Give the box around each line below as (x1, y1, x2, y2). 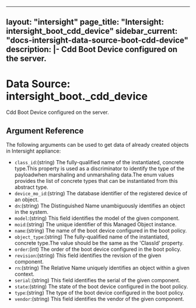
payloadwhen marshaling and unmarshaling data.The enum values (14, 171, 174, 178)
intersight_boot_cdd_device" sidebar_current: (6, 26, 178, 36)
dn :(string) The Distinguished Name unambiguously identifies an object (14, 202, 185, 209)
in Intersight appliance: (6, 147, 61, 155)
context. (14, 271, 35, 278)
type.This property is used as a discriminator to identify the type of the (14, 165, 185, 172)
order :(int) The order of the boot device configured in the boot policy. (14, 246, 181, 253)
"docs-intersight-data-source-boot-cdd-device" (6, 36, 188, 46)
